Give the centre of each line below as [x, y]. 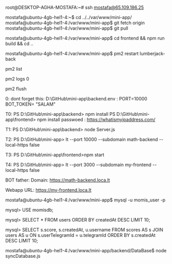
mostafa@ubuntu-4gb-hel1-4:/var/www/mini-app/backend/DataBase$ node [86, 250]
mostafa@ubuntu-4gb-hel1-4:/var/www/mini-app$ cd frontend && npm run [85, 38]
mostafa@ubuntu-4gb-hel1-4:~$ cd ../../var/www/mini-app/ [69, 17]
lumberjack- [152, 54]
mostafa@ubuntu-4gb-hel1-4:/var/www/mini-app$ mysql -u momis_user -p [85, 200]
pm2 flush [16, 89]
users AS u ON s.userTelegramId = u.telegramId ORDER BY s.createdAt [80, 235]
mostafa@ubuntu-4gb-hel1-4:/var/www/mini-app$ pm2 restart [72, 54]
